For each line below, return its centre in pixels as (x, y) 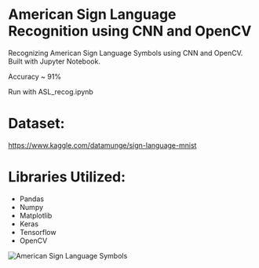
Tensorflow (38, 232)
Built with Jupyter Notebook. (54, 61)
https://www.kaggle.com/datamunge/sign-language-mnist (102, 145)
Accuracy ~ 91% (35, 76)
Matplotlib (36, 215)
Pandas (32, 199)
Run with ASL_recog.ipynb (51, 91)
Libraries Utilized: (67, 177)
